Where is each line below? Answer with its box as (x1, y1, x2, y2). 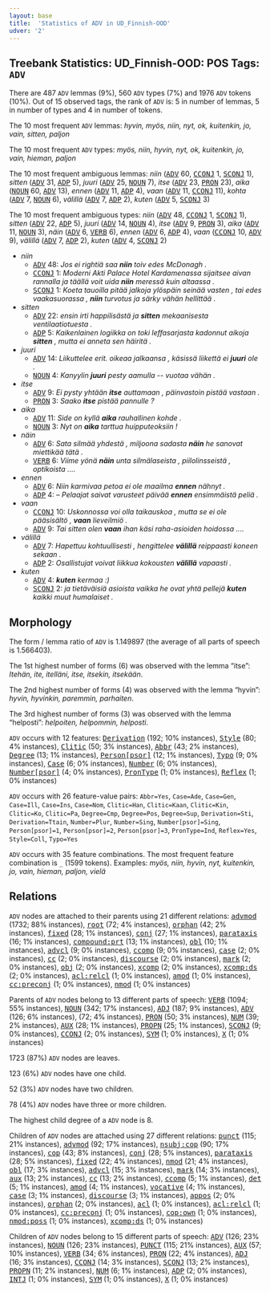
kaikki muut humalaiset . (32, 592, 114, 602)
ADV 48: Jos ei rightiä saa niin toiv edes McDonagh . (32, 260, 208, 270)
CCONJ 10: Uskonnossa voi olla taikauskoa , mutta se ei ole (32, 507, 228, 517)
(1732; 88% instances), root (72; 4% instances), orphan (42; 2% (9, 920, 227, 929)
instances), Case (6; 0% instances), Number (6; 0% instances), (9, 759, 217, 768)
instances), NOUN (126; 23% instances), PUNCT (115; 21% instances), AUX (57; (9, 1240, 262, 1249)
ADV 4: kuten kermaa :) (32, 575, 111, 585)
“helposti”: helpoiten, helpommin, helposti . (9, 717, 149, 727)
